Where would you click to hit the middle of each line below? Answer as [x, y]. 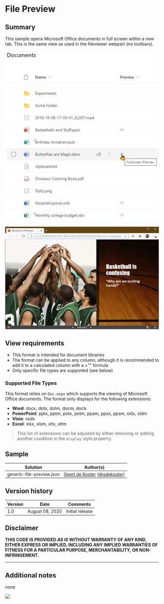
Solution [33, 467]
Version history [29, 491]
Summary [20, 27]
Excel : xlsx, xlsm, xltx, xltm [39, 424]
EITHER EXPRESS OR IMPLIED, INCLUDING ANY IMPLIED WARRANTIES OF [82, 545]
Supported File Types [31, 383]
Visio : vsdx [23, 419]
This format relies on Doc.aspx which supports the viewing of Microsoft [76, 394]
